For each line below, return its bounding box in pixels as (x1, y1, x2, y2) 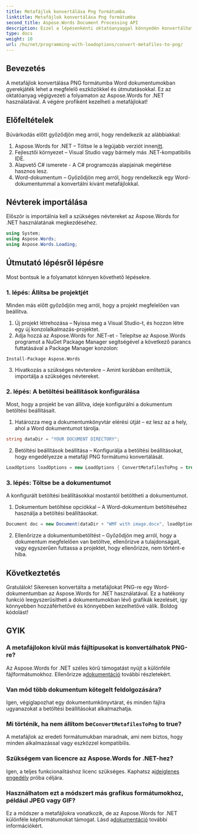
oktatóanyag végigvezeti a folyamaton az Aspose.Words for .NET (6, 92, 164, 99)
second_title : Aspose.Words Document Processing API (6, 20, 138, 25)
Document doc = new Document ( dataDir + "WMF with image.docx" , (6, 521, 165, 527)
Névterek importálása (6, 197, 88, 207)
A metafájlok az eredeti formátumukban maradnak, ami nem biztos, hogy (6, 734, 183, 741)
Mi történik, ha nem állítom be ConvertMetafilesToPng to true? (6, 719, 181, 728)
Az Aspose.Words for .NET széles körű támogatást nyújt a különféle (6, 664, 171, 671)
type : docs (6, 31, 33, 37)
